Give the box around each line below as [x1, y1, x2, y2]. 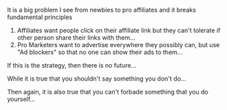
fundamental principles [7, 13, 73, 21]
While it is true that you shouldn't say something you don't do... [7, 74, 186, 83]
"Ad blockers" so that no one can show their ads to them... [17, 48, 183, 56]
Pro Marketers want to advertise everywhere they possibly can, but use [17, 41, 220, 49]
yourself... [7, 95, 36, 103]
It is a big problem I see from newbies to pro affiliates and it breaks [7, 6, 196, 14]
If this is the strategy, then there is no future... [7, 61, 136, 69]
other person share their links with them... [17, 33, 136, 42]
